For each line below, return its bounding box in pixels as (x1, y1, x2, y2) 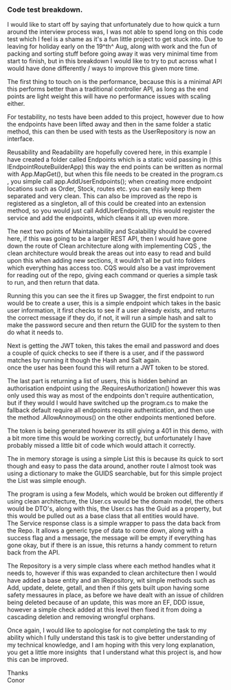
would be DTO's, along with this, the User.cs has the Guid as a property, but (7, 504, 222, 513)
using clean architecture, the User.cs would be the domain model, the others (7, 497, 224, 506)
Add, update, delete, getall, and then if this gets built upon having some (7, 583, 210, 592)
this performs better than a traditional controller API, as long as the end (7, 85, 208, 94)
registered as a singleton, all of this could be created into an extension (7, 200, 206, 208)
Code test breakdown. (7, 5, 83, 14)
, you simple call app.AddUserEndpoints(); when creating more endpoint (7, 177, 212, 186)
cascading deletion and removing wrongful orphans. (7, 613, 156, 621)
